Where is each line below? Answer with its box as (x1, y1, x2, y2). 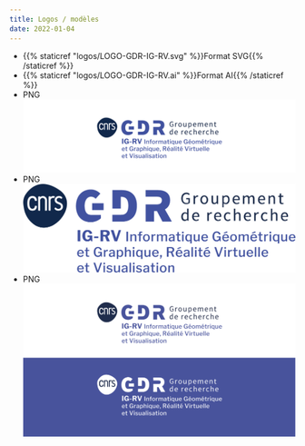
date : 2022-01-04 (9, 24, 75, 34)
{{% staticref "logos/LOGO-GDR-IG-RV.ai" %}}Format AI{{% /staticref (22, 69, 284, 81)
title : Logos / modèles (9, 15, 100, 24)
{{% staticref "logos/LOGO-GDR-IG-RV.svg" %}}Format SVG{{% (22, 50, 264, 61)
